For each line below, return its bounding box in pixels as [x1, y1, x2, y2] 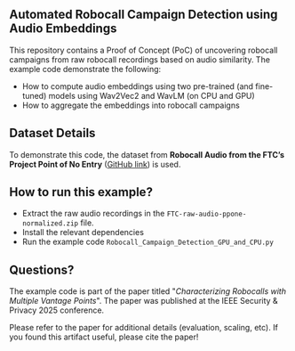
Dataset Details [9, 126, 96, 141]
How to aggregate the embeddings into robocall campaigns [21, 100, 240, 110]
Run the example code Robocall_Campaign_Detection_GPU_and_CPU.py [21, 236, 274, 248]
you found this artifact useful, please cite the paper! [9, 331, 199, 342]
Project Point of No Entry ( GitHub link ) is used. [9, 159, 181, 169]
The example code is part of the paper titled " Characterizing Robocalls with [9, 286, 287, 297]
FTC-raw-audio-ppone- [166, 209, 247, 219]
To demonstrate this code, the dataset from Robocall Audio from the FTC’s [9, 149, 284, 159]
